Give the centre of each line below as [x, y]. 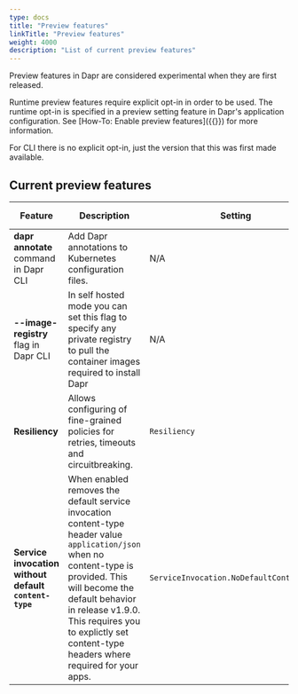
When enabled [98, 478]
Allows [82, 398]
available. [27, 157]
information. [31, 130]
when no [86, 554]
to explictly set [98, 632]
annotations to [98, 247]
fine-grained [95, 420]
